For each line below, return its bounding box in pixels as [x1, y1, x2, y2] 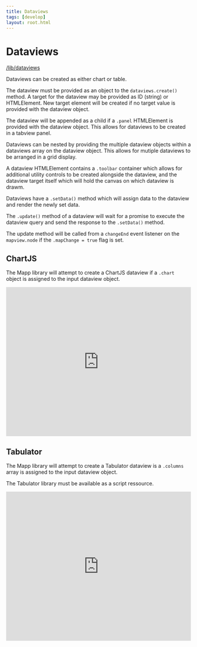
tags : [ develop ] [6, 14, 46, 20]
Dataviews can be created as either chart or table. [6, 76, 127, 83]
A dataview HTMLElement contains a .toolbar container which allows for [6, 165, 183, 172]
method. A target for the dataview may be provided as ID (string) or [6, 93, 169, 100]
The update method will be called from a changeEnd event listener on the [6, 230, 180, 237]
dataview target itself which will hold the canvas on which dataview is [6, 177, 174, 185]
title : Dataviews [6, 8, 49, 15]
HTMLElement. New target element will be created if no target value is [6, 99, 176, 106]
